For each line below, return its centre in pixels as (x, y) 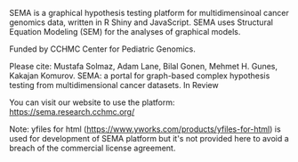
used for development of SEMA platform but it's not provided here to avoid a (149, 138)
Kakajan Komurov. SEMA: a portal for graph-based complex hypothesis (140, 76)
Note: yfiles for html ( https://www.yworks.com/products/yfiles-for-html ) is (145, 129)
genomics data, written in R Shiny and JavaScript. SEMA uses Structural (141, 22)
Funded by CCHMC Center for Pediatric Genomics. (102, 49)
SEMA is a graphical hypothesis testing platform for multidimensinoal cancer (149, 13)
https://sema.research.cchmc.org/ (72, 112)
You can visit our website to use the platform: (92, 102)
